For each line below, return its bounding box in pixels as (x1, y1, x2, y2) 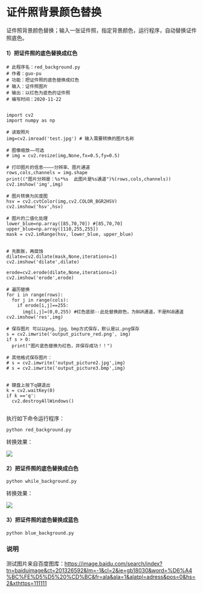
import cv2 (6, 113, 34, 119)
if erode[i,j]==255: (17, 303, 69, 309)
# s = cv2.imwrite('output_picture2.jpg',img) (6, 360, 126, 366)
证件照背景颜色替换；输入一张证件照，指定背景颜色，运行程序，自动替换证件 (6, 27, 197, 34)
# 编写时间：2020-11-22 (6, 96, 62, 103)
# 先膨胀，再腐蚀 (6, 249, 43, 255)
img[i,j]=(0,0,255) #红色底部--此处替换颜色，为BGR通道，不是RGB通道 (22, 309, 184, 315)
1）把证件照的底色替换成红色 (6, 49, 78, 56)
